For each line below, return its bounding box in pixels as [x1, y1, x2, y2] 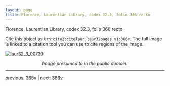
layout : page [5, 7, 33, 13]
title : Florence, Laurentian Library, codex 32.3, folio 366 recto [5, 12, 151, 17]
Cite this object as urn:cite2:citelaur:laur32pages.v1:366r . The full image [5, 36, 162, 42]
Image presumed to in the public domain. [42, 60, 128, 66]
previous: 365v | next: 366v [5, 75, 63, 81]
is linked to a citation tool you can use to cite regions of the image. [5, 41, 144, 47]
